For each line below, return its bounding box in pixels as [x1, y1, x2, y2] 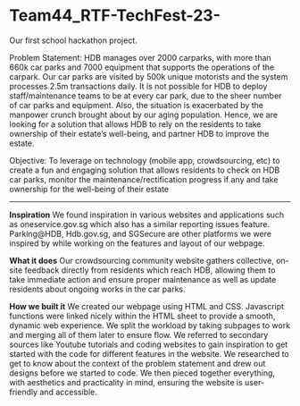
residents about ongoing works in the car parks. [9, 283, 186, 294]
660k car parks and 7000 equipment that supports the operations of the [9, 62, 275, 72]
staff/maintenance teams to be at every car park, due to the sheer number [9, 90, 282, 101]
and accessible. [39, 386, 98, 397]
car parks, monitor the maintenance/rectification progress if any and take [9, 173, 279, 184]
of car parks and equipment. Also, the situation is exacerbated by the [9, 99, 264, 110]
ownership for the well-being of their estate [9, 183, 170, 194]
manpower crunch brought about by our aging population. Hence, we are [9, 109, 279, 120]
